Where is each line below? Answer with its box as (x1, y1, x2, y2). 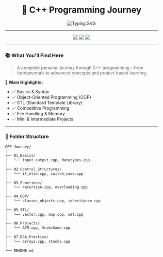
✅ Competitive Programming (12, 105, 69, 111)
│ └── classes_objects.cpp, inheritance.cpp (5, 199, 101, 204)
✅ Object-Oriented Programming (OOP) (12, 94, 91, 100)
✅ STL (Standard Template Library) (12, 100, 82, 106)
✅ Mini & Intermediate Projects (12, 116, 74, 122)
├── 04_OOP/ (5, 194, 29, 199)
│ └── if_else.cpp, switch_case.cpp (5, 171, 83, 176)
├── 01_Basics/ (5, 153, 36, 158)
